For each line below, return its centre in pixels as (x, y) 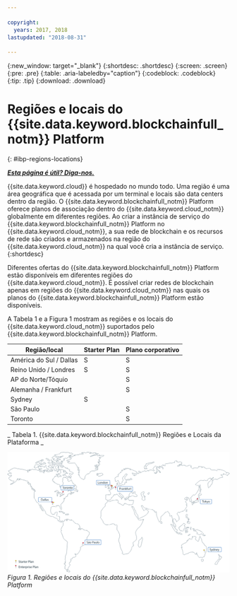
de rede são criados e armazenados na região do (79, 239)
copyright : (23, 22)
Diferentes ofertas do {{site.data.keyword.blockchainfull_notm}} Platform (113, 268)
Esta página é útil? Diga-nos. (51, 173)
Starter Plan (102, 349)
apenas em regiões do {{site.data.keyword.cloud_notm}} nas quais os (109, 291)
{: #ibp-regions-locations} (45, 159)
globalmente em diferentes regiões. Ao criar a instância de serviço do (109, 216)
